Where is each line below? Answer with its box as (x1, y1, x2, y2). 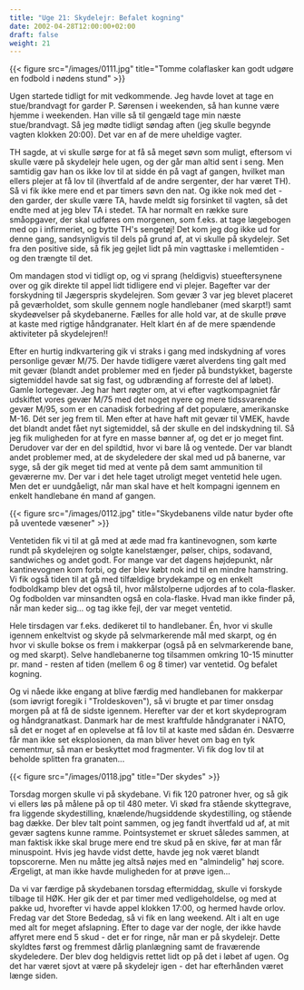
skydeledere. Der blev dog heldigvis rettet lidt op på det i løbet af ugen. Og (9, 951, 289, 962)
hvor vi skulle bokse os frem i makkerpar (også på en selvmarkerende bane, (9, 640, 294, 651)
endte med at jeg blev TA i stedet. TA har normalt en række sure (9, 205, 249, 216)
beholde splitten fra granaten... (9, 754, 125, 765)
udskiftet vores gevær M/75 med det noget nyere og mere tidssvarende (9, 394, 277, 405)
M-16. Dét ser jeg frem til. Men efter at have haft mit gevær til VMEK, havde (9, 414, 290, 425)
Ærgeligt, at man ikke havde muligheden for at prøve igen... (9, 866, 231, 877)
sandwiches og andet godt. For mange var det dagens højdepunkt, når (9, 554, 274, 565)
